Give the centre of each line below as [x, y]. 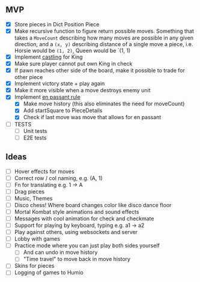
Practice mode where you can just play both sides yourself [87, 245]
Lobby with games [37, 239]
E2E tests [35, 138]
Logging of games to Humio [49, 272]
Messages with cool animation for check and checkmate [84, 219]
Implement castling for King [48, 57]
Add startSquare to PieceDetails [63, 111]
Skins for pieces [34, 266]
